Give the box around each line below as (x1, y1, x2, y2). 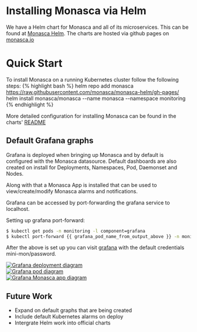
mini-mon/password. (6, 250, 57, 257)
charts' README (6, 119, 46, 126)
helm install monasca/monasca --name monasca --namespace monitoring (6, 95, 186, 102)
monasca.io (6, 36, 34, 43)
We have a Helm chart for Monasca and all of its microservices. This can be (6, 24, 189, 31)
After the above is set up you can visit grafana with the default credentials (6, 244, 185, 251)
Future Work (6, 291, 53, 301)
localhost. (6, 205, 30, 212)
